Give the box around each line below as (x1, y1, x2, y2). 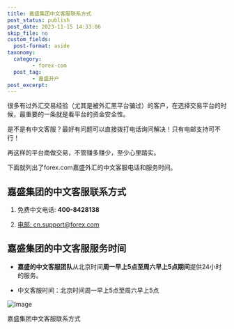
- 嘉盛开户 (32, 75, 60, 82)
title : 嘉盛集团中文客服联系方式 (7, 10, 92, 17)
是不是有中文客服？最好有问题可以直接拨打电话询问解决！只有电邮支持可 (7, 125, 214, 133)
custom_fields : (7, 36, 52, 43)
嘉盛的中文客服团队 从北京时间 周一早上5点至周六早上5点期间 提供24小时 (17, 262, 222, 270)
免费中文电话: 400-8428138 (17, 206, 100, 214)
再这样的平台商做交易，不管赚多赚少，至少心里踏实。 (7, 148, 160, 157)
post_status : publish (7, 17, 70, 24)
